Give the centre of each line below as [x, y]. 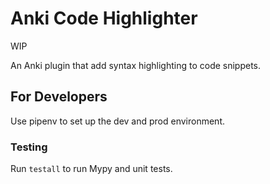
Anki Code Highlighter [104, 18]
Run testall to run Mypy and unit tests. [91, 169]
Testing [29, 147]
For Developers [59, 97]
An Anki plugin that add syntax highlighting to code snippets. [136, 65]
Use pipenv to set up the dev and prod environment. [117, 121]
